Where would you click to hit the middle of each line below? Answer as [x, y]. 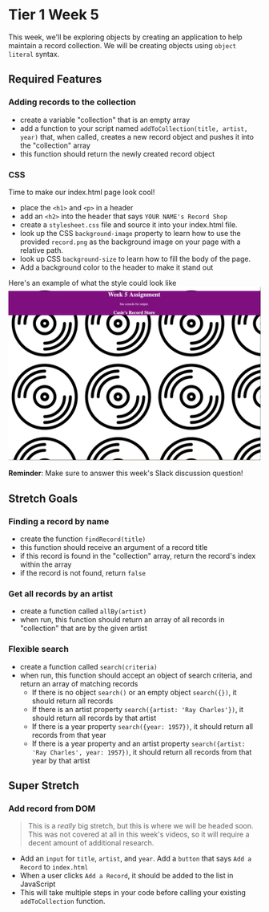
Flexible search [39, 649]
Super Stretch [44, 786]
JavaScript [38, 884]
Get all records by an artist [61, 594]
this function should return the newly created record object [117, 153]
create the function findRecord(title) [83, 539]
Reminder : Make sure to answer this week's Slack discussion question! [126, 473]
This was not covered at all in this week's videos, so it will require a [139, 835]
